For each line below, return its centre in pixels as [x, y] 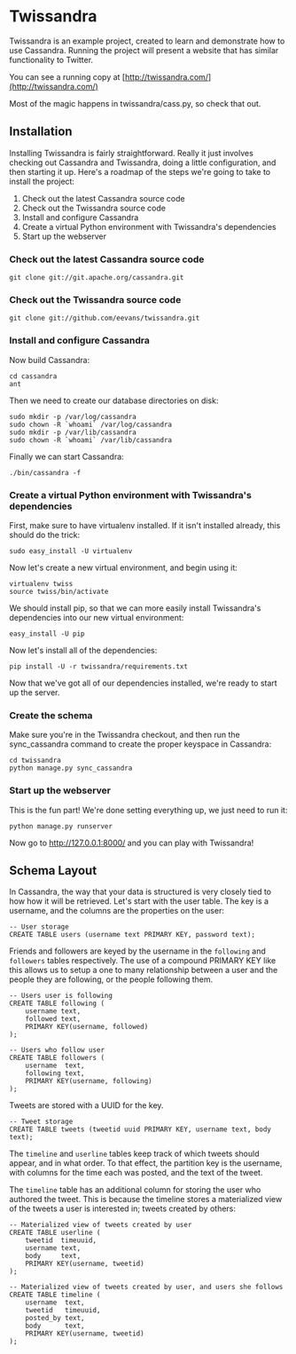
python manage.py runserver [61, 826]
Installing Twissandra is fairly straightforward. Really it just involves [132, 153]
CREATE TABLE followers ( [57, 1058]
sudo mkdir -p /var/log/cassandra [73, 416]
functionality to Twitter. [51, 59]
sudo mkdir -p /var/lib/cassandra [73, 432]
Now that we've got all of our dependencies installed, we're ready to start [143, 683]
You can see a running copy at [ [67, 76]
